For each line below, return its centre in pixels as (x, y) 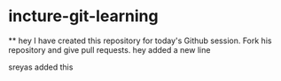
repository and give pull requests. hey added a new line (109, 49)
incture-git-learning (83, 16)
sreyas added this (41, 67)
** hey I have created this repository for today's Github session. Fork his (140, 40)
